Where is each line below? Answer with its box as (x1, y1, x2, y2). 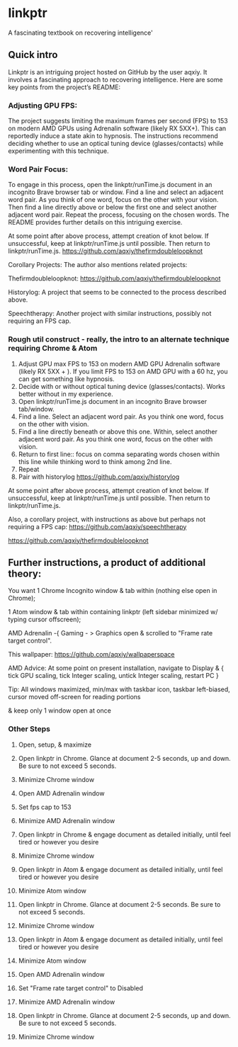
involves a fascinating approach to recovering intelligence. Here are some (8, 75, 223, 84)
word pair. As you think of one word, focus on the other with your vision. (8, 196, 219, 204)
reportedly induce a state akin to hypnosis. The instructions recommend (8, 132, 218, 140)
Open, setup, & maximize (18, 740, 91, 749)
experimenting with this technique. (8, 147, 109, 155)
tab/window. (18, 404, 55, 413)
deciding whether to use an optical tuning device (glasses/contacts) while (8, 140, 224, 148)
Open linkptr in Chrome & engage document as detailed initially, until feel (18, 830, 231, 839)
